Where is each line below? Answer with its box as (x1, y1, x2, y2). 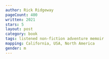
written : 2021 (5, 17, 36, 22)
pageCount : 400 (5, 12, 38, 17)
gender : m (5, 46, 27, 51)
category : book (5, 31, 38, 36)
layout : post (5, 27, 33, 32)
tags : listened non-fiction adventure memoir (5, 36, 104, 42)
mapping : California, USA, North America (5, 41, 95, 46)
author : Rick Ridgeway (5, 7, 54, 13)
